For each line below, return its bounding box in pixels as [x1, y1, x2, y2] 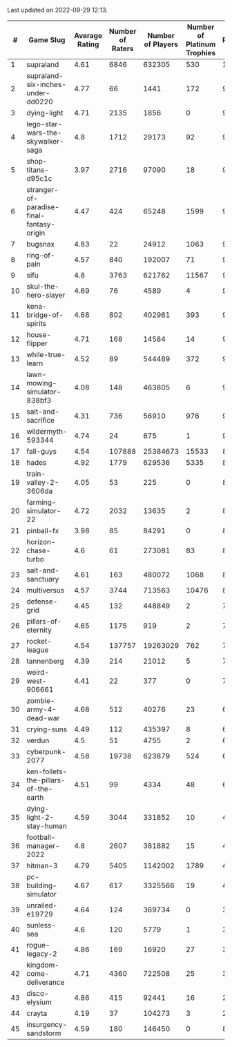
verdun [26, 736, 50, 745]
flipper [26, 338, 48, 348]
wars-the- [26, 128, 62, 137]
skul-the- [26, 282, 60, 291]
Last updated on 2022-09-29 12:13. [7, 6, 108, 14]
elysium [26, 997, 52, 1007]
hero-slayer [26, 290, 66, 300]
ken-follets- [26, 767, 68, 776]
